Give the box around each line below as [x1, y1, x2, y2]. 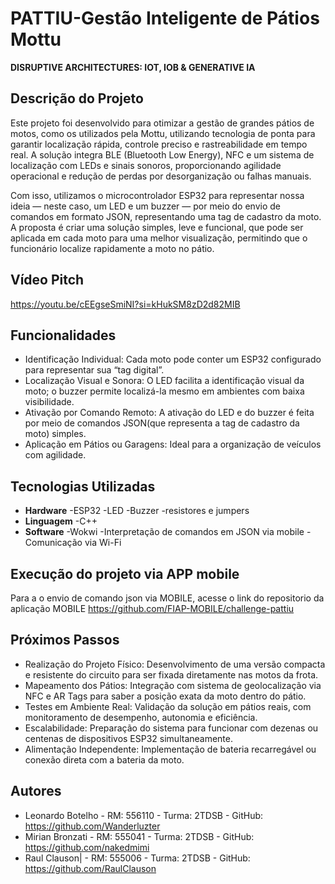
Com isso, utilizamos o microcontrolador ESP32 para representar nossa [10, 189, 305, 201]
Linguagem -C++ [24, 515, 98, 527]
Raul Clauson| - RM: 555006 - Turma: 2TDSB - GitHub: [24, 852, 251, 864]
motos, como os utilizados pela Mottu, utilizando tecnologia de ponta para [10, 127, 316, 139]
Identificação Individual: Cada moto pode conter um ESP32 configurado [24, 353, 322, 366]
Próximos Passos [10, 632, 120, 649]
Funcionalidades [10, 327, 117, 344]
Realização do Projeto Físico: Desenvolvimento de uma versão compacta [24, 658, 326, 670]
